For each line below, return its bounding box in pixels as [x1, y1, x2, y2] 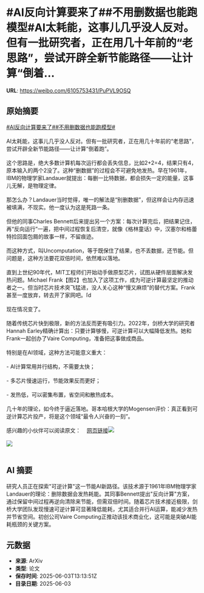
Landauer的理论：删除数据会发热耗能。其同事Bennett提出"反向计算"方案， [6, 490, 193, 498]
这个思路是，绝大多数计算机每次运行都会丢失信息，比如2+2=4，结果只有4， [6, 159, 197, 166]
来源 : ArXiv [15, 557, 43, 564]
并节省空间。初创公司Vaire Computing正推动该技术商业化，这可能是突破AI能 [6, 513, 197, 520]
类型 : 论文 [15, 565, 40, 572]
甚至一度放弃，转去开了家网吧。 [6, 291, 86, 299]
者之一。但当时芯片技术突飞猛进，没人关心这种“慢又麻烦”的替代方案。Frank [6, 283, 195, 291]
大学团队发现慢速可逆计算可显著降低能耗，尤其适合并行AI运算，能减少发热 [11, 505, 198, 513]
